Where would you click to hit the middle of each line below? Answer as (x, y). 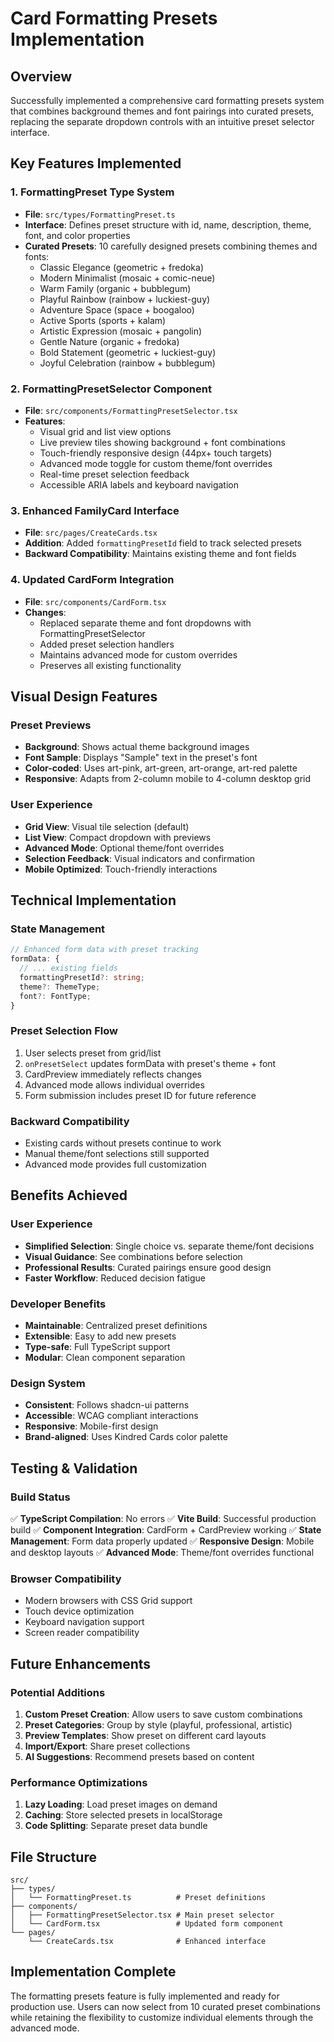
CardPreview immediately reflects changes (113, 1074)
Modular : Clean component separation (105, 1357)
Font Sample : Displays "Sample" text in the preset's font (141, 758)
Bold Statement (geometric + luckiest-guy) (128, 352)
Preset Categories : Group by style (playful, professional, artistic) (158, 1724)
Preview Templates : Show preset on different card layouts (145, 1735)
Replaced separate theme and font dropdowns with (145, 623)
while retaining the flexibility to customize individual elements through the (162, 2017)
